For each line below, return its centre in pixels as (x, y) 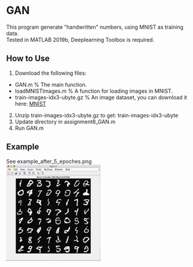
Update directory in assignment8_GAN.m (65, 122)
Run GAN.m (29, 128)
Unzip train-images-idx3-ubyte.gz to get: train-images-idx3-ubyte (96, 115)
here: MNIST (30, 104)
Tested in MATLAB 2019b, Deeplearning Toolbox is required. (80, 40)
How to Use (28, 58)
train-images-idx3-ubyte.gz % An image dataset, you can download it (101, 97)
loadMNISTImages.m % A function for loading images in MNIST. (94, 91)
